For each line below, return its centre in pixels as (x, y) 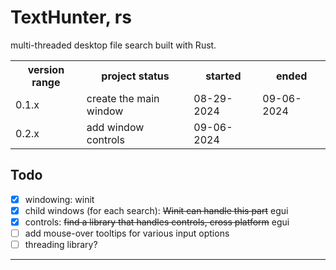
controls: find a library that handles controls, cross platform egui (157, 222)
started (223, 76)
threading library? (61, 244)
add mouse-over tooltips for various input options (127, 233)
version (46, 69)
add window (115, 127)
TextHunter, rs (71, 17)
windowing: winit (59, 199)
